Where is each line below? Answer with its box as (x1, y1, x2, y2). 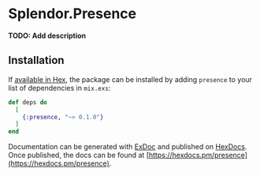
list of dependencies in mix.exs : (8, 83, 111, 92)
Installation (8, 54, 65, 67)
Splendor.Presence (8, 5, 136, 23)
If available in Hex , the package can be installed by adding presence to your (8, 74, 252, 84)
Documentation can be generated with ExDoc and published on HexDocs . (8, 142, 247, 152)
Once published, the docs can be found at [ (8, 151, 150, 160)
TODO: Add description (8, 31, 87, 40)
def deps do (8, 98, 47, 107)
